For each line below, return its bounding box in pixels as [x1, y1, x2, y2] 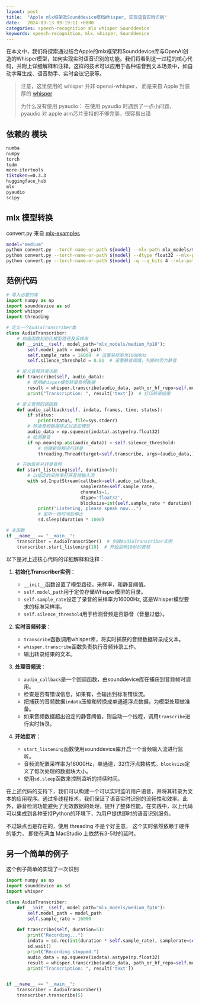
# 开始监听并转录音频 [17, 461, 62, 467]
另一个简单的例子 [6, 849, 69, 859]
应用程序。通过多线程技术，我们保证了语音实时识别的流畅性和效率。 [16, 795, 182, 802]
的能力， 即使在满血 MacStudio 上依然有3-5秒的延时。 [6, 830, 139, 837]
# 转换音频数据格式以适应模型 [27, 424, 91, 429]
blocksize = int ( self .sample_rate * [80, 500, 166, 506]
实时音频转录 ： [14, 623, 52, 630]
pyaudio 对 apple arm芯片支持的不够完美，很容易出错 [20, 110, 151, 117]
